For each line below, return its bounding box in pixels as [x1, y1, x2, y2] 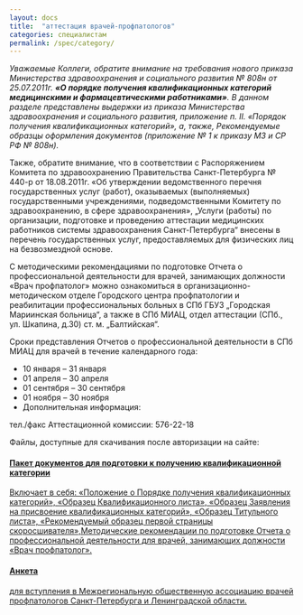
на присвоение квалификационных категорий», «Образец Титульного [9, 507, 279, 517]
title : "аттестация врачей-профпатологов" [9, 22, 176, 31]
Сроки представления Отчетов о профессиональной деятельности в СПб [9, 336, 293, 348]
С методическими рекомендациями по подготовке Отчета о [9, 261, 243, 272]
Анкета [9, 565, 39, 576]
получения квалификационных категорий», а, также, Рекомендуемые [9, 121, 280, 132]
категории [9, 467, 51, 478]
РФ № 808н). [9, 140, 60, 151]
